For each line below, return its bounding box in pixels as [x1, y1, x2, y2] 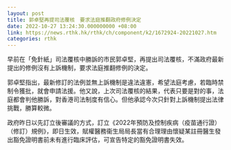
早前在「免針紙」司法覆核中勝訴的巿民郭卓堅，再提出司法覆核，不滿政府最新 [7, 55, 224, 64]
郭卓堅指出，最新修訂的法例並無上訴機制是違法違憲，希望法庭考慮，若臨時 [7, 78, 218, 86]
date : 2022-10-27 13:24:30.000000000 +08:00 [7, 23, 137, 29]
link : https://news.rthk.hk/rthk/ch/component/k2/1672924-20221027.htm [7, 29, 217, 36]
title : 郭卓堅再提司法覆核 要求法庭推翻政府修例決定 [7, 16, 142, 23]
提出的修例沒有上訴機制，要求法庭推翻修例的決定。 [7, 64, 152, 72]
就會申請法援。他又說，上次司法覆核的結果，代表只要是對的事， [36, 87, 218, 95]
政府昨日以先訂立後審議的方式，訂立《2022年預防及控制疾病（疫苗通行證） [7, 118, 221, 127]
